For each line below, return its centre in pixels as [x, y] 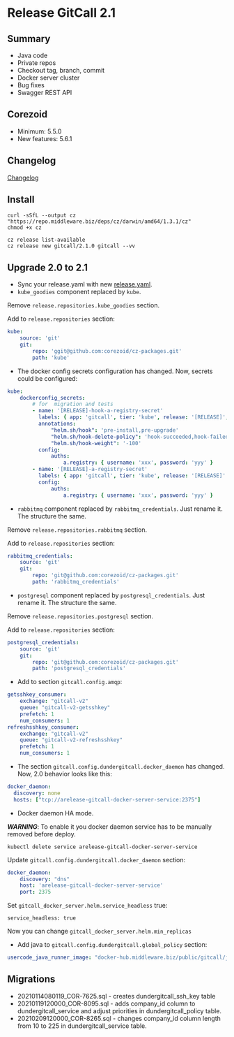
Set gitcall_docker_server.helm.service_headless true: [87, 906]
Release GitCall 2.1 [62, 13]
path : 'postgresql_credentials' [79, 669]
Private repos [37, 63]
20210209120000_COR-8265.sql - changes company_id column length [119, 1018]
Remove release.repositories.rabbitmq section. [77, 530]
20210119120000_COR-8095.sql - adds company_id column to [106, 1003]
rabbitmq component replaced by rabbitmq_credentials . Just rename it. [120, 509]
